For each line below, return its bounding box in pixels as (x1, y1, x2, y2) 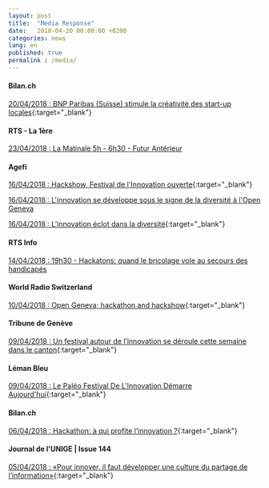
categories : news (8, 34, 66, 42)
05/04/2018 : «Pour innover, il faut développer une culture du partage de (8, 462, 248, 471)
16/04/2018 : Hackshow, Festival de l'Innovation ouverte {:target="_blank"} (8, 179, 253, 189)
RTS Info (8, 238, 38, 248)
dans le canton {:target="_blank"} (8, 345, 118, 355)
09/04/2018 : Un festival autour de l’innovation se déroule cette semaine (8, 337, 247, 346)
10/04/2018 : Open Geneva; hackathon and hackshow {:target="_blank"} (8, 300, 246, 309)
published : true (8, 49, 62, 57)
